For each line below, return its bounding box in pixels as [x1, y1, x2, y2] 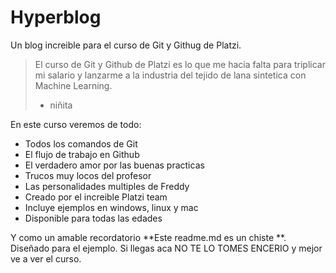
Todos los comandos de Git [24, 137, 138, 150]
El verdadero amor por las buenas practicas [24, 159, 205, 171]
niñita [49, 99, 73, 111]
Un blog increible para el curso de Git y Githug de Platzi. [10, 39, 242, 51]
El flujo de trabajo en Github [24, 148, 140, 160]
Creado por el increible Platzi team [24, 191, 168, 203]
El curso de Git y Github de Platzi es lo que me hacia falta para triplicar [34, 58, 326, 70]
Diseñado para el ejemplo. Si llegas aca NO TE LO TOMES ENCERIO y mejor [10, 242, 323, 254]
